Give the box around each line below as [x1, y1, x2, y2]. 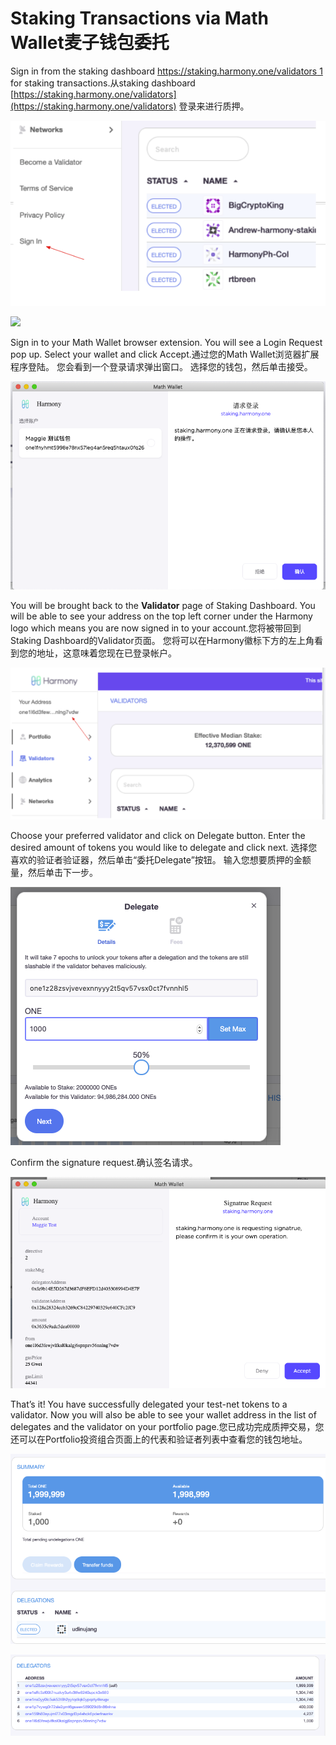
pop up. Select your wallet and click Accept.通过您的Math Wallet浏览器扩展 [10, 348, 320, 361]
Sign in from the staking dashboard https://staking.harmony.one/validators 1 [10, 65, 323, 77]
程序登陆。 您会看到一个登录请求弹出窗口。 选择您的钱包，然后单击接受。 [10, 361, 313, 373]
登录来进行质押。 [178, 100, 250, 112]
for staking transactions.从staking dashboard [10, 77, 196, 89]
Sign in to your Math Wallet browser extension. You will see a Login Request [10, 337, 323, 349]
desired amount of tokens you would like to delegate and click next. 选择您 [10, 842, 318, 854]
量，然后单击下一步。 [10, 867, 98, 879]
